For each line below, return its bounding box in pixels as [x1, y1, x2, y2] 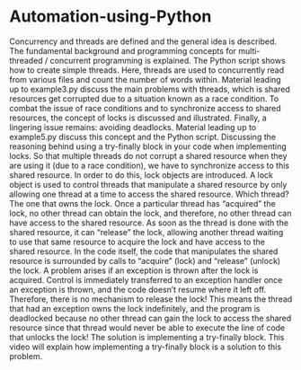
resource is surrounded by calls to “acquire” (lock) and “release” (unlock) [9, 255, 281, 266]
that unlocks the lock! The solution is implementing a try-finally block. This [9, 331, 285, 342]
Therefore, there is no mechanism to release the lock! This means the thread [9, 294, 293, 304]
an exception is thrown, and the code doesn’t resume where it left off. [9, 284, 267, 295]
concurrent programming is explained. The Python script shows [49, 55, 286, 66]
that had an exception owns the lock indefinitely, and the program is [9, 303, 261, 313]
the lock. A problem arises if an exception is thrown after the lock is [9, 265, 259, 276]
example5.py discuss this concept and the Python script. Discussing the [9, 131, 277, 142]
